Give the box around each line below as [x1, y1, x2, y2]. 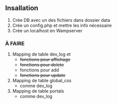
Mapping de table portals [12, 88, 64, 94]
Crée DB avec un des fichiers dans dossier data [12, 17, 111, 23]
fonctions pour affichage [19, 56, 71, 62]
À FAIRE [5, 40, 25, 47]
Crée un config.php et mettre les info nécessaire [12, 22, 112, 28]
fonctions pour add [19, 67, 59, 73]
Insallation [5, 4, 38, 12]
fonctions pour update [19, 72, 66, 78]
